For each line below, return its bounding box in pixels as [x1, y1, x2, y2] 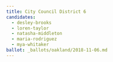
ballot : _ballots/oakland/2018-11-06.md [6, 47, 108, 53]
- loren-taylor [11, 25, 49, 31]
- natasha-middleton [11, 31, 62, 37]
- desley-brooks [11, 19, 52, 25]
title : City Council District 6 [6, 8, 86, 15]
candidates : [6, 14, 36, 20]
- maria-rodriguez [11, 36, 58, 42]
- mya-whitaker [11, 42, 49, 48]
